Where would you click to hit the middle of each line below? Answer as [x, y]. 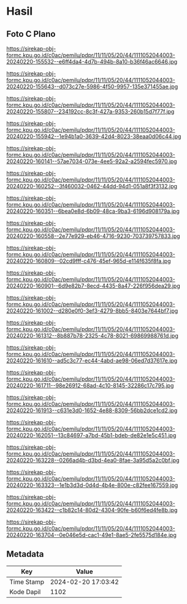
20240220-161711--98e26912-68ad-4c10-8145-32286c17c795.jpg [90, 385]
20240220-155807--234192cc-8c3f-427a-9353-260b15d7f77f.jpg [90, 111]
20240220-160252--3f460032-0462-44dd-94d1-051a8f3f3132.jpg [92, 186]
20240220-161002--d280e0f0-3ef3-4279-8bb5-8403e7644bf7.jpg [92, 311]
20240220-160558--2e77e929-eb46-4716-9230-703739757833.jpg [93, 236]
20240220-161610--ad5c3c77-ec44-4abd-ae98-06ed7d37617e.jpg [92, 361]
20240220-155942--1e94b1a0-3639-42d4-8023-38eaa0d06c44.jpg [94, 136]
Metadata [25, 554]
